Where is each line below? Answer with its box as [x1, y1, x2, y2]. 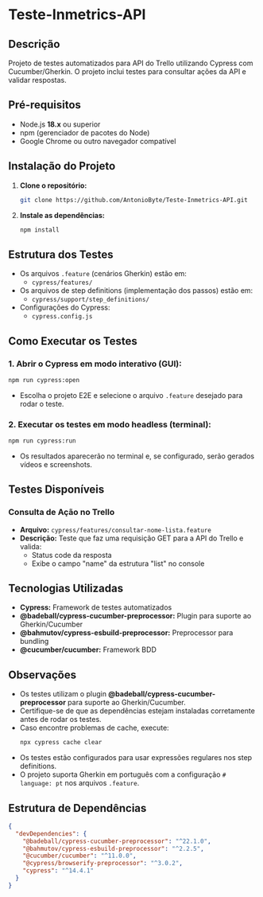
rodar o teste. [19, 399, 64, 408]
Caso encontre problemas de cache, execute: [19, 723, 169, 733]
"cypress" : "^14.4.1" [22, 867, 94, 875]
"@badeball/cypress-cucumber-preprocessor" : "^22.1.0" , [22, 837, 212, 845]
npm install [19, 225, 60, 234]
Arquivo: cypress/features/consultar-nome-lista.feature [19, 525, 212, 534]
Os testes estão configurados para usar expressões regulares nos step [19, 753, 253, 762]
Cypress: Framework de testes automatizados [19, 603, 172, 612]
